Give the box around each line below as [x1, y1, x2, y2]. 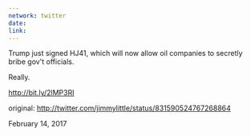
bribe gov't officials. [8, 57, 75, 66]
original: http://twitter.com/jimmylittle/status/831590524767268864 [8, 103, 231, 113]
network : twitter [8, 11, 67, 20]
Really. [8, 73, 30, 82]
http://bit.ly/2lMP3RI [8, 88, 75, 98]
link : [8, 26, 26, 34]
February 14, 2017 [8, 119, 67, 129]
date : [8, 19, 26, 27]
